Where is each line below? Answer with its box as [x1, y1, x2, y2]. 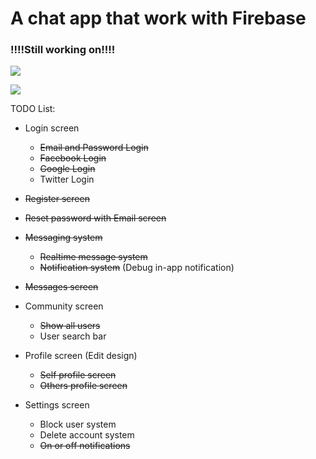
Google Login [39, 163, 96, 175]
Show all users [39, 320, 101, 332]
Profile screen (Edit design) [24, 350, 138, 362]
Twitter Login [39, 173, 95, 186]
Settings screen [24, 399, 90, 411]
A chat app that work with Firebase [10, 7, 307, 30]
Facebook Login [39, 152, 107, 164]
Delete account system [39, 429, 135, 441]
